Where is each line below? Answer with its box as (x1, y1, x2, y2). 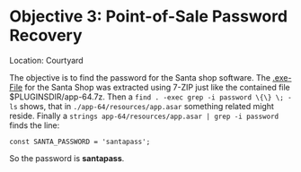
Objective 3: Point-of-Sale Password (9, 6, 288, 27)
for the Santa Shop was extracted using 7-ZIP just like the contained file (24, 82, 290, 92)
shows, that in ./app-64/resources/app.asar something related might (19, 100, 274, 111)
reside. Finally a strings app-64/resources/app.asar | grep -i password (9, 110, 279, 121)
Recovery (9, 25, 83, 46)
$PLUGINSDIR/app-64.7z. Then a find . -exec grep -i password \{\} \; (9, 91, 285, 102)
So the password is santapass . (9, 152, 125, 163)
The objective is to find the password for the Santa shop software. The (9, 72, 271, 82)
